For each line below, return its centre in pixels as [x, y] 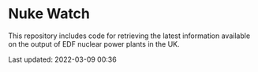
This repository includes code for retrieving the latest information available [129, 36]
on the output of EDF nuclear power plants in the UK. [94, 44]
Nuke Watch [49, 14]
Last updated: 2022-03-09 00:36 [62, 59]
